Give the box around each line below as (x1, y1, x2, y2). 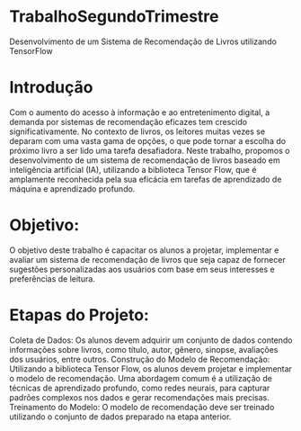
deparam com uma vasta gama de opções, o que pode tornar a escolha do (9, 135, 286, 146)
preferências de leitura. (9, 273, 96, 284)
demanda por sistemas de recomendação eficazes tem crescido (9, 116, 248, 127)
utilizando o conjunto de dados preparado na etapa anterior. (9, 411, 232, 422)
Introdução (9, 77, 93, 98)
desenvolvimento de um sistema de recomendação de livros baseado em (9, 155, 280, 166)
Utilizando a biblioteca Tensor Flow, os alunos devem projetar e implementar (9, 363, 292, 374)
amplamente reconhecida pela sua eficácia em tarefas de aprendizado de (9, 174, 282, 184)
